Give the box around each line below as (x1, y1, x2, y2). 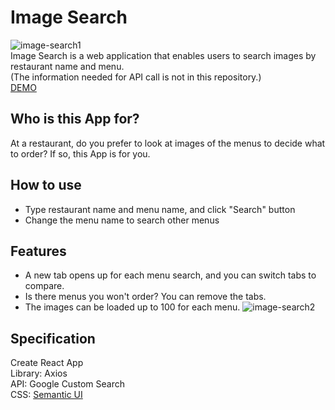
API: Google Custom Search (10, 378, 126, 390)
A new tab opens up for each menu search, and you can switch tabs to (24, 269, 317, 281)
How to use (10, 177, 82, 194)
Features (10, 242, 67, 260)
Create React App (10, 357, 84, 369)
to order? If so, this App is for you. (10, 147, 151, 160)
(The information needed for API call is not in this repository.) (10, 71, 262, 83)
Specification (10, 330, 96, 347)
